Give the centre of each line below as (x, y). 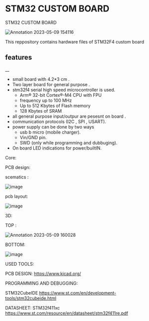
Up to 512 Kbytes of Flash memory (55, 106)
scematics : (17, 177)
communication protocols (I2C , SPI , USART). (59, 121)
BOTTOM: (15, 244)
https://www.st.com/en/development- (78, 293)
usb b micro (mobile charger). (50, 132)
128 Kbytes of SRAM (41, 111)
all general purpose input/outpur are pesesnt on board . (69, 116)
